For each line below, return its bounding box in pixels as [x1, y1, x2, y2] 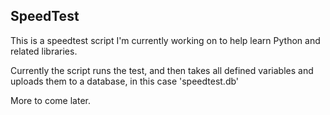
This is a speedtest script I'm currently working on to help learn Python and [10, 34, 321, 46]
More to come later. [10, 94, 91, 106]
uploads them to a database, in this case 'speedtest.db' [10, 75, 240, 87]
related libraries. [10, 45, 78, 57]
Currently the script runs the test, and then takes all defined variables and [10, 64, 314, 76]
